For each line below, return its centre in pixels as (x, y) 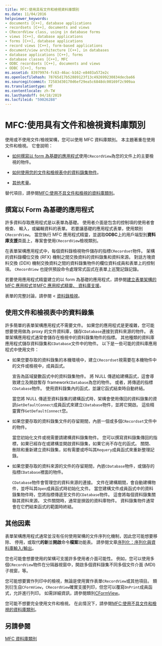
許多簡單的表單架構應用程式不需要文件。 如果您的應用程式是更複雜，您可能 (80, 325)
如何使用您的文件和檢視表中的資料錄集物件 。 (57, 172)
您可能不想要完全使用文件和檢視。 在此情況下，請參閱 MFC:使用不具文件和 (79, 603)
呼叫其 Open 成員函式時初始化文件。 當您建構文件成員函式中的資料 (89, 488)
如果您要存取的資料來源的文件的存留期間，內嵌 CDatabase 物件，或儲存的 (83, 466)
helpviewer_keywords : (27, 18)
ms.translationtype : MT (29, 86)
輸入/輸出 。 (25, 548)
